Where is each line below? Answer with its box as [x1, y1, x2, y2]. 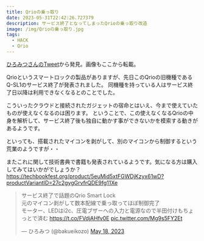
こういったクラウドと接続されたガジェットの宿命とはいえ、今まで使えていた [6, 101, 199, 109]
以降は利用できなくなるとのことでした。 [16, 88, 119, 96]
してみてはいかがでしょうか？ [6, 165, 81, 173]
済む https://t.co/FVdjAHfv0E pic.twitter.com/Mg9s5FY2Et [37, 214, 183, 221]
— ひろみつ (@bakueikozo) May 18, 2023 [21, 227, 125, 235]
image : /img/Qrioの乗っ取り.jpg [6, 26, 84, 32]
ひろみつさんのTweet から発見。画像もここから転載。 [6, 60, 139, 68]
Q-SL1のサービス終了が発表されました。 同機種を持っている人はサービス [6, 81, 188, 88]
